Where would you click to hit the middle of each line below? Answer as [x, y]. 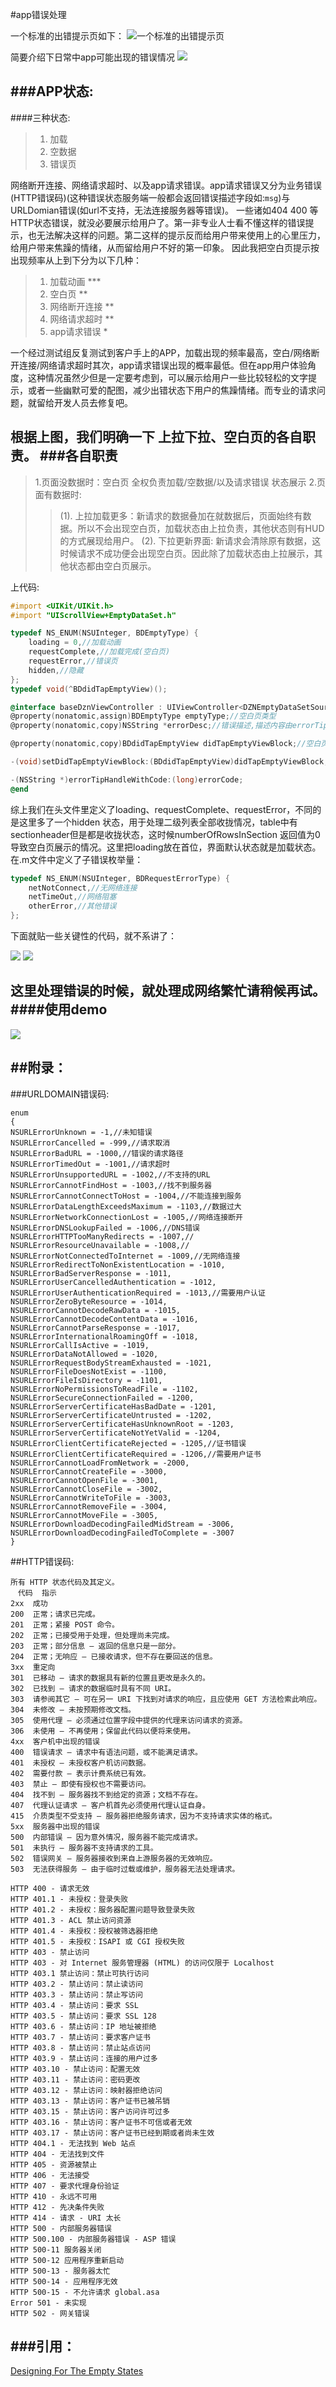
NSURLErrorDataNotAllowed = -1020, [84, 1354]
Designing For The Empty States [77, 2371]
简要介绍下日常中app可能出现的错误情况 [93, 57]
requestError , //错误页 [73, 661]
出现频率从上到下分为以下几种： [76, 260]
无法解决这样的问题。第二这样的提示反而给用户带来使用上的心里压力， [181, 235]
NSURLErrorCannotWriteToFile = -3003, [91, 1498]
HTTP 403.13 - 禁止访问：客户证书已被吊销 [90, 2101]
